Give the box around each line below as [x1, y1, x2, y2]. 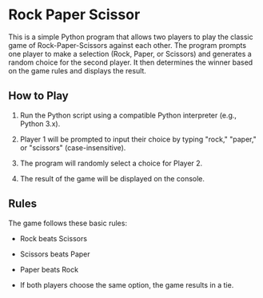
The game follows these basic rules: [8, 218, 128, 228]
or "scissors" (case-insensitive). [19, 142, 126, 153]
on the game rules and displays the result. [8, 66, 146, 75]
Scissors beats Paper [19, 249, 90, 259]
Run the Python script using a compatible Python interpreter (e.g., [19, 110, 237, 120]
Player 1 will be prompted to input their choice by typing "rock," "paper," [19, 134, 257, 144]
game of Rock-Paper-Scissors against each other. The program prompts [8, 40, 246, 50]
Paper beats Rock [19, 264, 78, 274]
